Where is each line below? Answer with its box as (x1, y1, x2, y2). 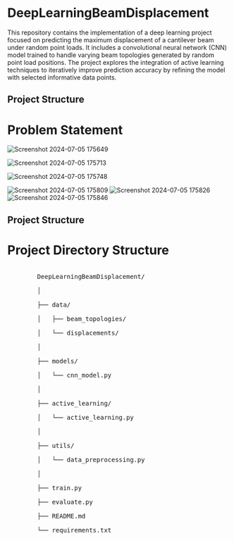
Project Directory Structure (7, 242, 169, 258)
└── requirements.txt (37, 526, 112, 534)
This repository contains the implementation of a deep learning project (7, 28, 213, 37)
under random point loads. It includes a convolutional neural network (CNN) (7, 43, 228, 51)
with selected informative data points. (7, 73, 117, 82)
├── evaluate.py (37, 498, 93, 506)
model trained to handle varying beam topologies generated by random (7, 51, 215, 59)
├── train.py (37, 484, 82, 492)
